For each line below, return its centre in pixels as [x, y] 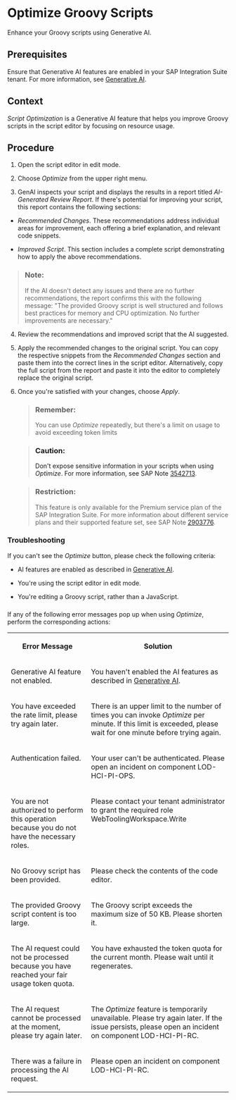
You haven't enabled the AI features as [155, 672]
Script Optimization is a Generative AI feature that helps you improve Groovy [118, 118]
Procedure [31, 148]
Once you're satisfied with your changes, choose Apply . [99, 391]
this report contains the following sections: [79, 207]
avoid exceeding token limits [76, 432]
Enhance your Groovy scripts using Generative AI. [80, 32]
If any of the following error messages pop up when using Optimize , [106, 614]
